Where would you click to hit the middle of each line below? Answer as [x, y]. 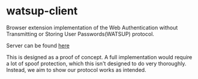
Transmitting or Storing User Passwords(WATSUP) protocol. [80, 34]
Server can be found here [38, 45]
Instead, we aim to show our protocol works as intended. [76, 69]
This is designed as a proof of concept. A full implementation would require [99, 57]
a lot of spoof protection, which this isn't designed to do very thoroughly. [96, 63]
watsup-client [42, 11]
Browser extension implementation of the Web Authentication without [92, 28]
